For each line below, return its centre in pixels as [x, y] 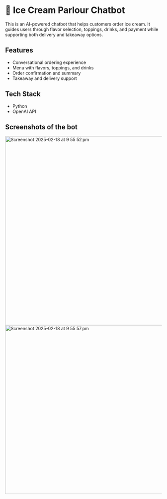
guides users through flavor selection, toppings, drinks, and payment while [82, 29]
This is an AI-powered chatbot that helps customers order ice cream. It [78, 24]
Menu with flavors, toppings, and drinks [53, 67]
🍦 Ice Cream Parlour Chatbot [65, 10]
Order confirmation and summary [46, 73]
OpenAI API [24, 111]
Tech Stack [23, 94]
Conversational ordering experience [49, 62]
